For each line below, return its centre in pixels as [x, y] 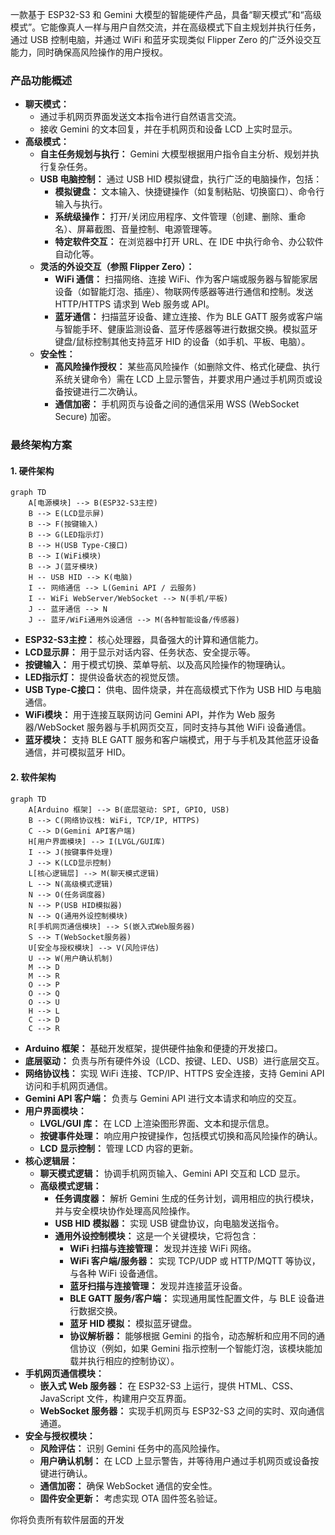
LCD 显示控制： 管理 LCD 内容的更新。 [119, 1148]
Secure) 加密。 [85, 417]
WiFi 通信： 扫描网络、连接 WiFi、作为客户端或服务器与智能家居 [186, 279]
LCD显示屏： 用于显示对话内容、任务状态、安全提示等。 [140, 652]
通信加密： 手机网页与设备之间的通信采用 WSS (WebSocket [177, 404]
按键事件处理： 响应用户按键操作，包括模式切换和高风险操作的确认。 [181, 1135]
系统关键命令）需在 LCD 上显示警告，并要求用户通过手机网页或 [184, 379]
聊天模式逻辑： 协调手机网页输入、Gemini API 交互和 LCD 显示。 [172, 1173]
